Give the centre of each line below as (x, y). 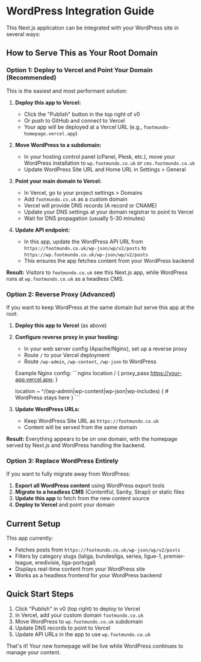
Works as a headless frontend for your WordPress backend (88, 575)
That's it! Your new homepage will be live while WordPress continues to (95, 646)
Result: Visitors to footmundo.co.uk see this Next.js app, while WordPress (97, 272)
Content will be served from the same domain (80, 427)
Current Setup (33, 523)
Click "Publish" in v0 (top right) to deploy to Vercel (77, 608)
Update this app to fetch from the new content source (82, 498)
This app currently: (30, 538)
